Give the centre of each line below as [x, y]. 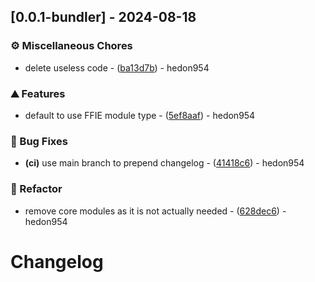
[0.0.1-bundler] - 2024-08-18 [103, 17]
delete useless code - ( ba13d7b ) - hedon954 [117, 67]
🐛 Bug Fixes [39, 141]
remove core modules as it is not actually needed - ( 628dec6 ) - [155, 211]
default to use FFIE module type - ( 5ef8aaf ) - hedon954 [140, 115]
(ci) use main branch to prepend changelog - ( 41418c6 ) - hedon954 [164, 163]
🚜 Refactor [36, 189]
